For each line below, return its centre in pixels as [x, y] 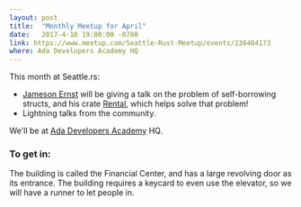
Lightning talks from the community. [89, 113]
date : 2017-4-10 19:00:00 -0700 [74, 34]
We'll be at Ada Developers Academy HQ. [86, 130]
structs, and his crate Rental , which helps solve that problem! [135, 103]
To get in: [30, 154]
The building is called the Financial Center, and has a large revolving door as [150, 174]
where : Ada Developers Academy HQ [74, 51]
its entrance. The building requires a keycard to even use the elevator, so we [150, 183]
